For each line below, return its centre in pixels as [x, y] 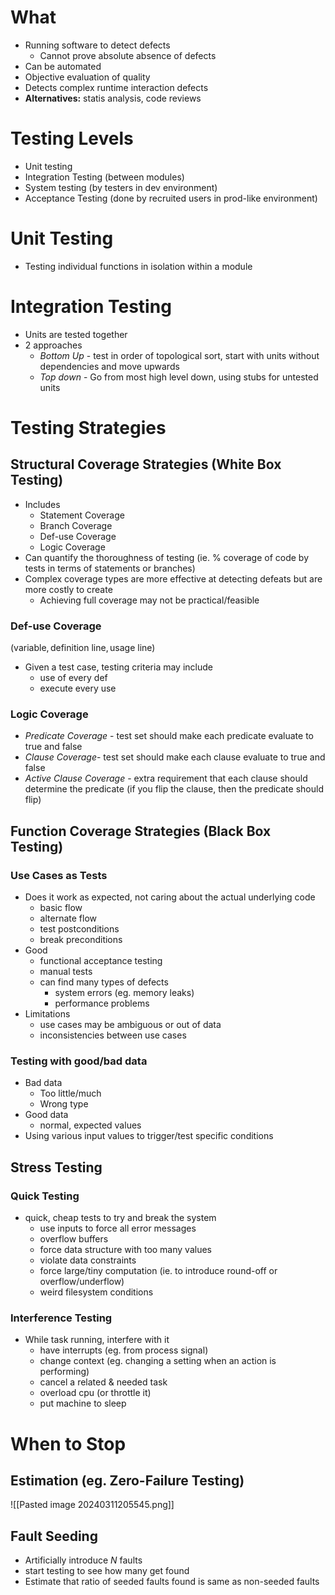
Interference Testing [61, 1318]
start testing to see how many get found [107, 1571]
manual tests [66, 972]
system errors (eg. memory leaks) [124, 993]
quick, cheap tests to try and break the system [120, 1218]
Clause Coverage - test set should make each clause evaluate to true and [175, 757]
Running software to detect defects [97, 45]
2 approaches [53, 345]
